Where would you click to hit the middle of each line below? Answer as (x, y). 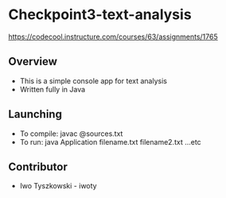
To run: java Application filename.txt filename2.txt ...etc (110, 142)
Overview (33, 62)
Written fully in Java (53, 89)
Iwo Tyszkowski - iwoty (58, 186)
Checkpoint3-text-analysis (100, 15)
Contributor (38, 167)
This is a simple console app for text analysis (93, 80)
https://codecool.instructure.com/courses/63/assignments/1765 (113, 37)
